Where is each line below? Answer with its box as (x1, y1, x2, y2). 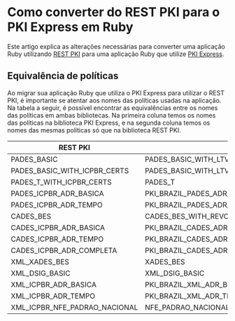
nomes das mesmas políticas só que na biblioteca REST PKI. (7, 125, 181, 134)
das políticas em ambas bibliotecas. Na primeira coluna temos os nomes (7, 111, 216, 119)
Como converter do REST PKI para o (7, 4, 220, 20)
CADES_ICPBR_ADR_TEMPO (10, 234, 104, 244)
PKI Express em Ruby (7, 19, 134, 35)
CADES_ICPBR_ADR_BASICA (10, 222, 106, 232)
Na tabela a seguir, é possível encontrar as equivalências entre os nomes (7, 103, 218, 112)
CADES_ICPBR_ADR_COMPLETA (10, 245, 117, 255)
